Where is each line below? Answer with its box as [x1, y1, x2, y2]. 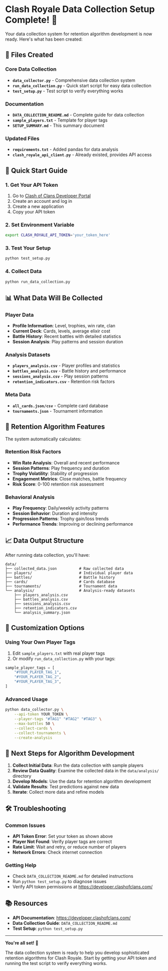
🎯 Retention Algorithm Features [5, 423, 105, 431]
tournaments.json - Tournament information [12, 408, 103, 414]
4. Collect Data [5, 268, 42, 275]
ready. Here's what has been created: [5, 36, 83, 42]
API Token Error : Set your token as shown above [12, 833, 113, 839]
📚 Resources [5, 899, 48, 907]
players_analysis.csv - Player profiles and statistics [12, 362, 120, 369]
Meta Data [5, 391, 31, 398]
